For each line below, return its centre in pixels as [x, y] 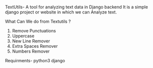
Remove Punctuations [34, 31]
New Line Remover [31, 41]
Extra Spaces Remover [35, 46]
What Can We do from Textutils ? [38, 21]
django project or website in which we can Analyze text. [61, 12]
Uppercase [23, 36]
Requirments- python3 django [35, 61]
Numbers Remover [31, 51]
